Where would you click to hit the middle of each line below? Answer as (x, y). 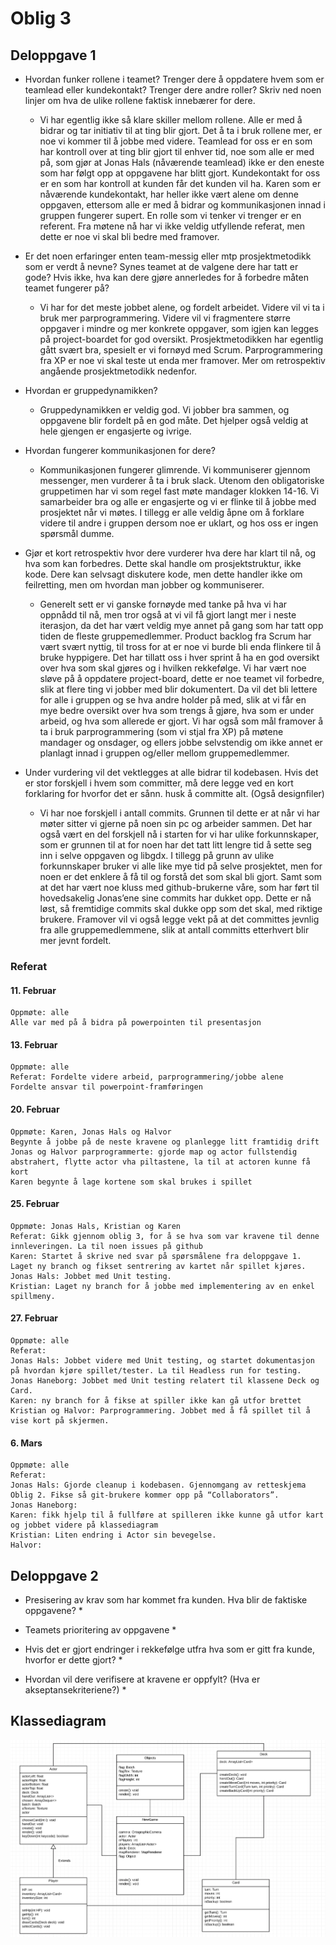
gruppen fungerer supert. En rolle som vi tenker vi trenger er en (170, 215)
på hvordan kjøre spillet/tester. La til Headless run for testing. (156, 1370)
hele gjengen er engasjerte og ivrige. (115, 431)
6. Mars (26, 1443)
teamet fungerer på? (67, 288)
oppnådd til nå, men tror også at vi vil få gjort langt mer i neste (168, 615)
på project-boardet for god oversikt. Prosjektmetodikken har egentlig (181, 339)
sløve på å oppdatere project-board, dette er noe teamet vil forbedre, (182, 678)
